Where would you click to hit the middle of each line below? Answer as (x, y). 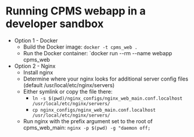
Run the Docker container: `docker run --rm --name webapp (98, 53)
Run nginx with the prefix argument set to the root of (88, 121)
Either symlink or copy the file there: (68, 91)
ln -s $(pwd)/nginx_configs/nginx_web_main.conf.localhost (107, 98)
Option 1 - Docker (36, 40)
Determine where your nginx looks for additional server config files (106, 79)
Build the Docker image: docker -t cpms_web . (80, 47)
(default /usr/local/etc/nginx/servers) (69, 85)
